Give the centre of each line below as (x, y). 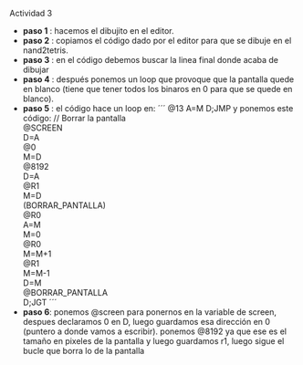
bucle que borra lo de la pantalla (84, 351)
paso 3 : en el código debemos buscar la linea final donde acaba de (150, 60)
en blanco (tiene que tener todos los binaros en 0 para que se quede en (157, 89)
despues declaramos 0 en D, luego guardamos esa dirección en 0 (146, 322)
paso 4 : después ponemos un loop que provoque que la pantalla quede (158, 79)
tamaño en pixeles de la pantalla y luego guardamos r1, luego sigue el (153, 341)
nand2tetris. (45, 50)
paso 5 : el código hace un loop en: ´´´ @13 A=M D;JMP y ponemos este (158, 108)
